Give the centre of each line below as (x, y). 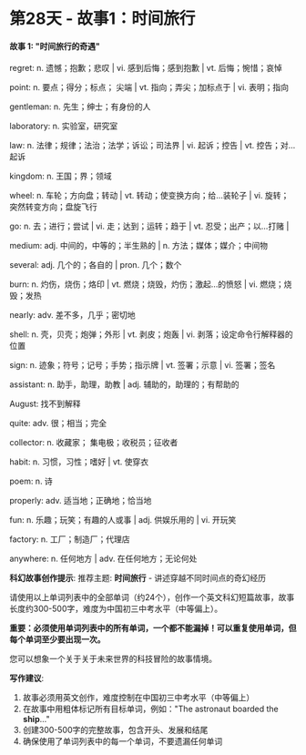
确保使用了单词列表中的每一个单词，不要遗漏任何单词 (122, 741)
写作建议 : (27, 678)
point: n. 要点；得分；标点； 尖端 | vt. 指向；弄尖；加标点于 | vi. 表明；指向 (149, 87)
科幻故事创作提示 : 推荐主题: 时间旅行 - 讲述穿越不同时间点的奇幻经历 (138, 578)
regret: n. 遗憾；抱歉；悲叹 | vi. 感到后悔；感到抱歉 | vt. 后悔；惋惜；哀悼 (146, 68)
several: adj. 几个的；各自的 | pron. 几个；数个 (96, 265)
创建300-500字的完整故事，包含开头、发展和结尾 (115, 730)
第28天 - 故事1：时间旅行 (102, 19)
